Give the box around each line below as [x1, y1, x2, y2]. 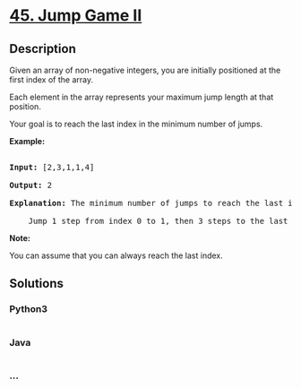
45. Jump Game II [9, 5, 142, 26]
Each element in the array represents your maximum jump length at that [9, 91, 274, 102]
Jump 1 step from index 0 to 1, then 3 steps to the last [28, 216, 288, 226]
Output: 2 [9, 180, 52, 190]
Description [9, 41, 76, 56]
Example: [9, 136, 46, 146]
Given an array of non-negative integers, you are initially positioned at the [9, 65, 281, 75]
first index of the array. [9, 74, 94, 85]
